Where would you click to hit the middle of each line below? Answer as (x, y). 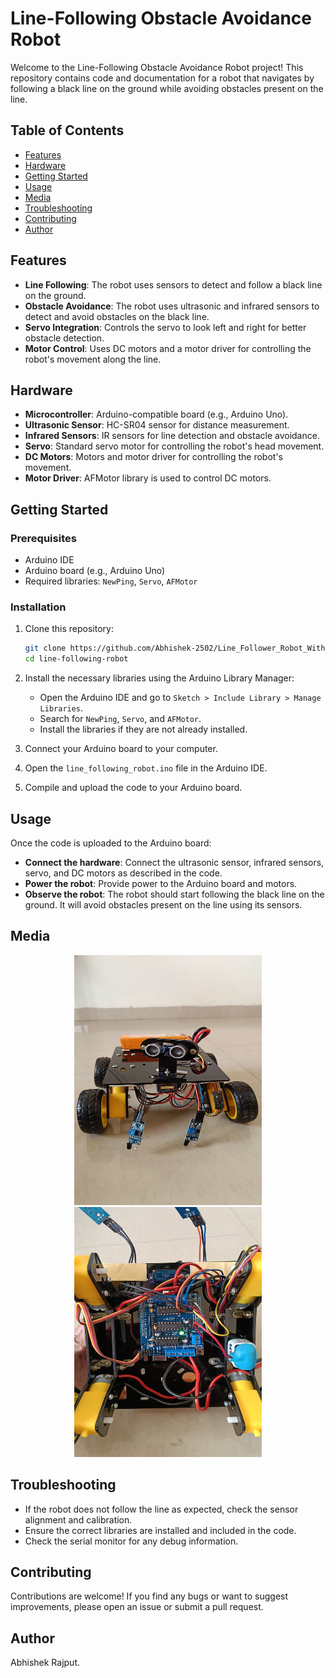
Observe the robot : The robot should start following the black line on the (174, 894)
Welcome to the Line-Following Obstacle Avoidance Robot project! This (157, 67)
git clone (45, 648)
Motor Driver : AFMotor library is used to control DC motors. (148, 478)
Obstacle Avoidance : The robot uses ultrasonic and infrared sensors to (172, 306)
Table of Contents (67, 130)
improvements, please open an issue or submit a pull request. (137, 1607)
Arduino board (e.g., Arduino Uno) (95, 571)
